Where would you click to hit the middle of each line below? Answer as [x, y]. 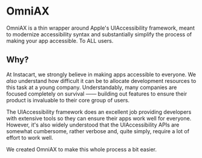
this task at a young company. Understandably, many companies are [92, 87]
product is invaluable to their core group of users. [68, 100]
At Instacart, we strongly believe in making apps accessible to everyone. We [101, 74]
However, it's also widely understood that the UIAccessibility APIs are [93, 125]
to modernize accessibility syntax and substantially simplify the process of [99, 34]
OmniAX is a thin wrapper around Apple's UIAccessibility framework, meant [100, 28]
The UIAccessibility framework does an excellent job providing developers [99, 112]
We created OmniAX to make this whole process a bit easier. [82, 149]
